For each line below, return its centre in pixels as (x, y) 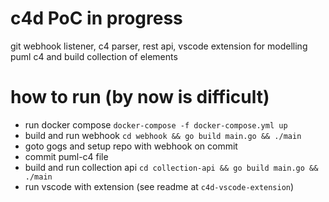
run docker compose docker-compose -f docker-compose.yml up (156, 124)
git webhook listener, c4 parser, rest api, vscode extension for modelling (159, 46)
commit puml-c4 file (66, 156)
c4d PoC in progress (96, 18)
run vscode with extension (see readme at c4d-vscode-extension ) (159, 186)
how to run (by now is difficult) (140, 97)
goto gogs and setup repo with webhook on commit (131, 146)
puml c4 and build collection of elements (94, 56)
